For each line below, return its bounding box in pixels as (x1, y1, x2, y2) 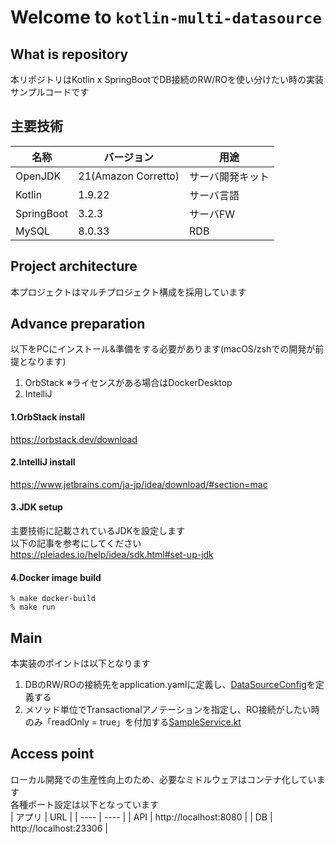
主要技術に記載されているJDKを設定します (10, 525, 186, 537)
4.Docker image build (10, 571, 102, 583)
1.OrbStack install (10, 411, 86, 423)
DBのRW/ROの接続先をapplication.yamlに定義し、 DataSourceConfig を (24, 679, 316, 691)
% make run (10, 602, 56, 613)
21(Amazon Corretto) (78, 169, 180, 183)
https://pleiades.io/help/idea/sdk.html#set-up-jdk (10, 549, 214, 561)
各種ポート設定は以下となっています (10, 798, 159, 810)
